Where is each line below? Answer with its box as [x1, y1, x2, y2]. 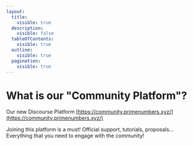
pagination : [11, 58, 41, 64]
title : [11, 14, 28, 20]
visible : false [17, 31, 54, 37]
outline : [11, 47, 33, 53]
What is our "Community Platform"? [6, 89, 188, 102]
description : [11, 25, 44, 31]
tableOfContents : [11, 36, 54, 42]
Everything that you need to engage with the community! [6, 132, 145, 139]
